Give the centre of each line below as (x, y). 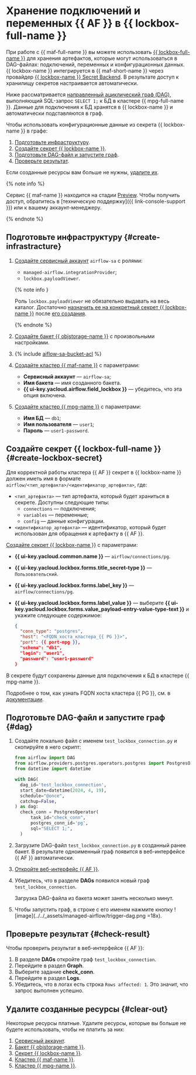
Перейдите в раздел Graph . (49, 966)
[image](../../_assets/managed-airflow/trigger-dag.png (80, 915)
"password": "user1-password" (57, 658)
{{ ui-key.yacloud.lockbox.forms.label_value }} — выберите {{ (92, 603)
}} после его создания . (58, 313)
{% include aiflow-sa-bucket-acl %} (58, 354)
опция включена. (45, 395)
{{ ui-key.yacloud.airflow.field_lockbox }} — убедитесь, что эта (103, 389)
